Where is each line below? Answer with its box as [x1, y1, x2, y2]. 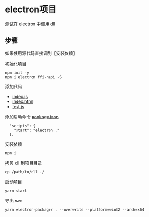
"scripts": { [9, 123, 36, 128]
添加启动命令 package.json [5, 114, 59, 119]
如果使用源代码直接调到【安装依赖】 [5, 50, 78, 56]
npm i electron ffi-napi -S [5, 74, 62, 80]
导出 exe [5, 197, 22, 203]
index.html [12, 99, 33, 104]
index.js [12, 93, 28, 99]
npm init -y [5, 70, 29, 75]
